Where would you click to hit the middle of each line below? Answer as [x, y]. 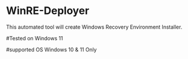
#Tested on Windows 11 [35, 38]
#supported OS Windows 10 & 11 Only [51, 49]
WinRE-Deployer [48, 11]
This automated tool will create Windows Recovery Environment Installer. [94, 27]
